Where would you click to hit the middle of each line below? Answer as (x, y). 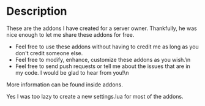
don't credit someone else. (49, 53)
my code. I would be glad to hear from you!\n (72, 72)
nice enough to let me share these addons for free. (70, 34)
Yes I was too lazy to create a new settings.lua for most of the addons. (95, 96)
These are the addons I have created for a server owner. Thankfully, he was (102, 28)
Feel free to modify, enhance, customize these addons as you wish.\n (103, 59)
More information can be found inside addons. (65, 85)
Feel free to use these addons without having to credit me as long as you (107, 47)
